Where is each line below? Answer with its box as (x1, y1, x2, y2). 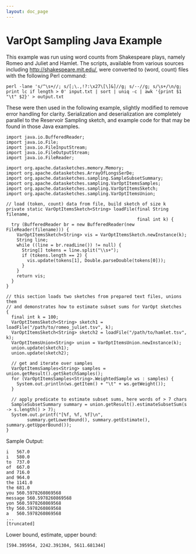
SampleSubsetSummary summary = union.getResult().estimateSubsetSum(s (11, 401, 187, 407)
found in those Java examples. (6, 123, 80, 130)
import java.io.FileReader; (6, 155, 75, 160)
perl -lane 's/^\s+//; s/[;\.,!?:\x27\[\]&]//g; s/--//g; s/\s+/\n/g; (6, 83, 182, 89)
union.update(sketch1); (11, 345, 69, 351)
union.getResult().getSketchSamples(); (6, 371, 104, 377)
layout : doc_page (6, 8, 49, 15)
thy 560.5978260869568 (6, 505, 61, 511)
